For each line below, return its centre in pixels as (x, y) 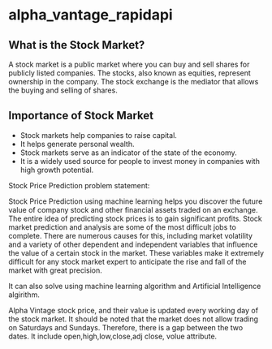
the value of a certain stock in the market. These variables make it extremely (136, 252)
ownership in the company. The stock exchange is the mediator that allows (134, 82)
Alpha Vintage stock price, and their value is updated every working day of (133, 310)
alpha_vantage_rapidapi (91, 15)
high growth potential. (57, 170)
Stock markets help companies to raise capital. (98, 135)
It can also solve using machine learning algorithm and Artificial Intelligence (135, 286)
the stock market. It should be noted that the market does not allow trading (133, 319)
